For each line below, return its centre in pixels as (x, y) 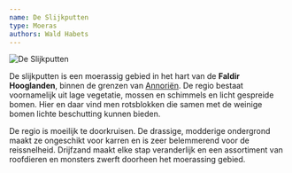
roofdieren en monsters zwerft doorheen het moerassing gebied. (127, 160)
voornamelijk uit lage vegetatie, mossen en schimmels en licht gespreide (142, 95)
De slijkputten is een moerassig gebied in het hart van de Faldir (125, 76)
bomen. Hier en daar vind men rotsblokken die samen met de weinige (136, 105)
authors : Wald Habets (49, 34)
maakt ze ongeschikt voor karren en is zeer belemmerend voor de (129, 141)
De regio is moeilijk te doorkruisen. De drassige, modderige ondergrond (140, 131)
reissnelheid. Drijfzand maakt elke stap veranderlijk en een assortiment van (146, 150)
